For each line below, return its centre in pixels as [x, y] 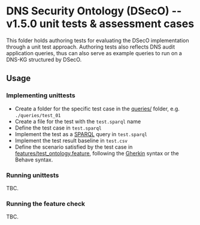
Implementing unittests [41, 95]
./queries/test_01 [38, 115]
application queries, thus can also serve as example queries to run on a [94, 53]
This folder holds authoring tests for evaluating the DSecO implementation [98, 40]
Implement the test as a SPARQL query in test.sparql [81, 134]
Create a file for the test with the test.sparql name [78, 121]
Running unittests [33, 175]
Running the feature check [46, 203]
